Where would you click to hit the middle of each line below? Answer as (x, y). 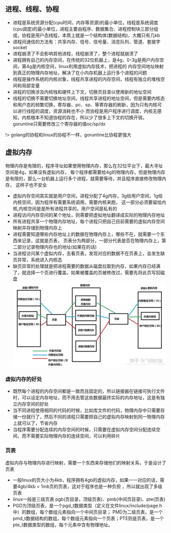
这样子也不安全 (31, 185)
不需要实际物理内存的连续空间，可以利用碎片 (73, 436)
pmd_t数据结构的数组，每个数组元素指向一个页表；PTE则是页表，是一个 (88, 518)
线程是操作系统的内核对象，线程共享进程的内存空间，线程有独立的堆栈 (87, 79)
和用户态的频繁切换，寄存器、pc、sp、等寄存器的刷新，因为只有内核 (85, 104)
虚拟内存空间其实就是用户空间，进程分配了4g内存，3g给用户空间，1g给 (88, 195)
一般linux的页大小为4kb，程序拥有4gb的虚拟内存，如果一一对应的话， (86, 480)
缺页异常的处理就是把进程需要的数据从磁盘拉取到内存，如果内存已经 (84, 266)
